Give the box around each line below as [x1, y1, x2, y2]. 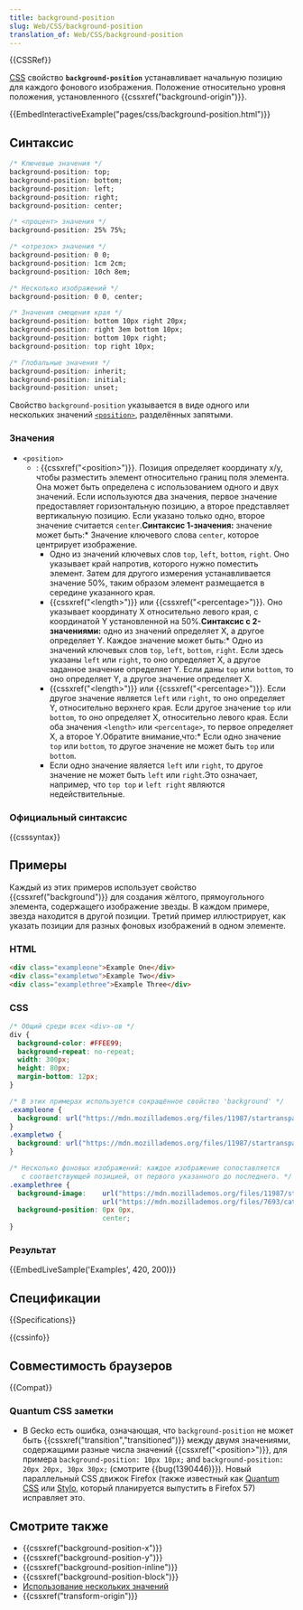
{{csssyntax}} [9, 831, 61, 842]
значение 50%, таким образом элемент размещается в [49, 577, 265, 588]
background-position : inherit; [9, 367, 127, 376]
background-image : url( [17, 1189, 119, 1198]
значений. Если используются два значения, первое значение [35, 491, 278, 501]
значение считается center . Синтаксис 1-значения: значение [35, 520, 272, 530]
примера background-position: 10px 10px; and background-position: [22, 1454, 284, 1465]
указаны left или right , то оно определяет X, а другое [49, 654, 262, 665]
